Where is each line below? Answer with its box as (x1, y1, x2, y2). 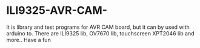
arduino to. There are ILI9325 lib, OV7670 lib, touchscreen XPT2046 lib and (6, 29, 195, 37)
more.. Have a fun (6, 36, 52, 43)
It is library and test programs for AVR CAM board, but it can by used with (6, 23, 190, 31)
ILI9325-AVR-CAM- (6, 4, 108, 17)
